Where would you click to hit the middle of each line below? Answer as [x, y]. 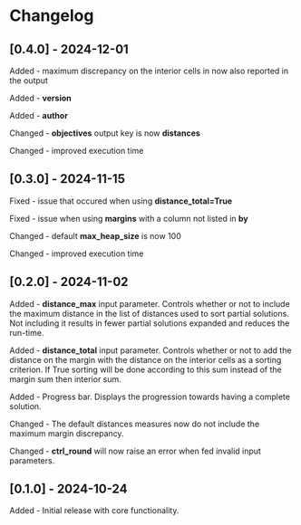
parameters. [32, 460]
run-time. [27, 332]
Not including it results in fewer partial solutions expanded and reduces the [150, 323]
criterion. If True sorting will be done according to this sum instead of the [146, 369]
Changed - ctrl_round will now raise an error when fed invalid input [135, 451]
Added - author [39, 115]
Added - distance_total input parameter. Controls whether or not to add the [150, 350]
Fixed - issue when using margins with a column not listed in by [129, 218]
